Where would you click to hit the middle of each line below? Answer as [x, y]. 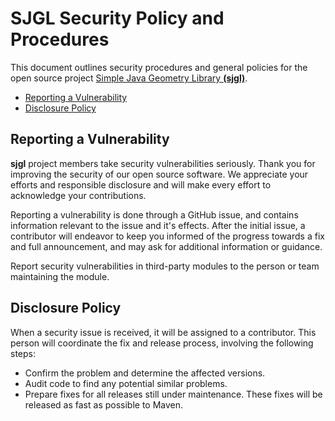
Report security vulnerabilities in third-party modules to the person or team [165, 266]
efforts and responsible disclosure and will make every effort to [141, 184]
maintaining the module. [60, 276]
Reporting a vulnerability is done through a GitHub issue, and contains [154, 214]
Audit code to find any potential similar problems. [126, 383]
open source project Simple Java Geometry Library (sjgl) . [129, 78]
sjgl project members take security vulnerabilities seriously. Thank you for [163, 163]
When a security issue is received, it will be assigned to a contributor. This [163, 332]
